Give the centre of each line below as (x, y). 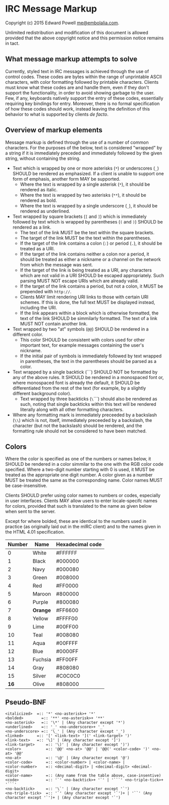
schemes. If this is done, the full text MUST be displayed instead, (88, 302)
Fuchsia (42, 660)
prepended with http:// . (46, 291)
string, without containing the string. (43, 158)
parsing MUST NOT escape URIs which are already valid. (79, 281)
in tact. (12, 43)
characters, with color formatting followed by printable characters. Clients (82, 82)
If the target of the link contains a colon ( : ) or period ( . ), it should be (91, 243)
